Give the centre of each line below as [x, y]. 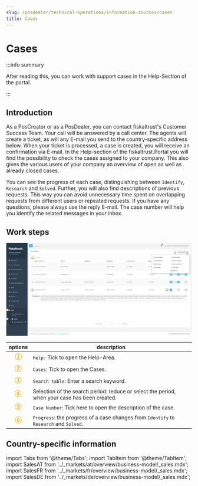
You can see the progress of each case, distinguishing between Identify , [95, 182]
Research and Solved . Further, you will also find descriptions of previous [93, 188]
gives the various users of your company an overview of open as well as [94, 165]
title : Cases [22, 19]
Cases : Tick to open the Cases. [69, 369]
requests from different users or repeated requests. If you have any [88, 201]
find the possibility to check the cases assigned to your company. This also [97, 158]
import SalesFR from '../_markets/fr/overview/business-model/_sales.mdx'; [97, 471]
